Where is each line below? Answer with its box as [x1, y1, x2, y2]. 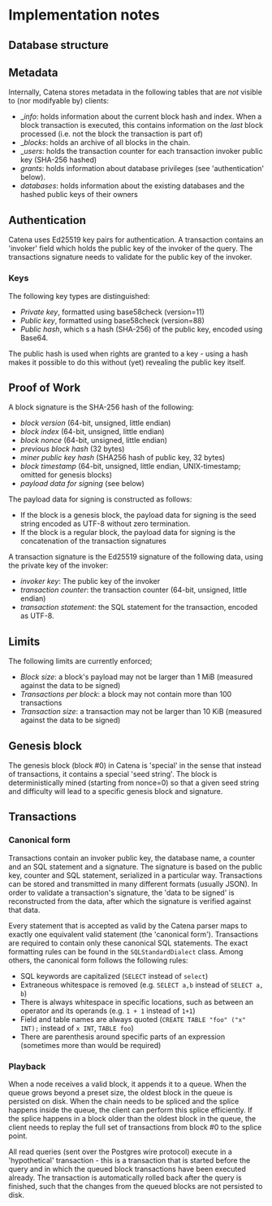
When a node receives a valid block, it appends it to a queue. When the [8, 1079, 247, 1089]
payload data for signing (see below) [19, 479, 145, 489]
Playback [8, 1060, 46, 1072]
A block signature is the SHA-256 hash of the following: [8, 402, 194, 412]
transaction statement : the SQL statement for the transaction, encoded [19, 603, 258, 612]
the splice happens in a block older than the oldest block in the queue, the [8, 1113, 257, 1123]
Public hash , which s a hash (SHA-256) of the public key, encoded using [19, 324, 263, 334]
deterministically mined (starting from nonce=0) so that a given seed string [8, 778, 260, 787]
